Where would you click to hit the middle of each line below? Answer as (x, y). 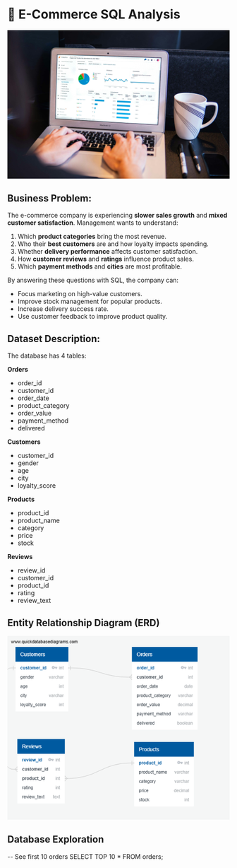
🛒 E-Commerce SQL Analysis (94, 14)
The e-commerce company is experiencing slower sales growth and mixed (117, 216)
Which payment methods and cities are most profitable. (99, 266)
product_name (38, 521)
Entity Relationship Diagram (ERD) (84, 622)
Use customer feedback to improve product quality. (92, 317)
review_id (31, 570)
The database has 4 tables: (47, 356)
